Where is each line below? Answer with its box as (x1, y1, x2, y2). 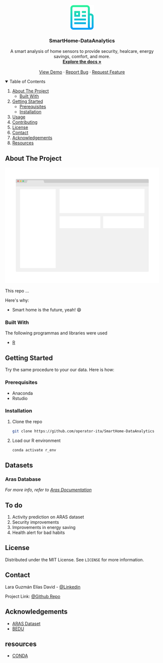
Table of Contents (9, 79, 45, 85)
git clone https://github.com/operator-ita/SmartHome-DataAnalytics (12, 428, 155, 434)
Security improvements (12, 519, 60, 525)
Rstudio (12, 395, 28, 401)
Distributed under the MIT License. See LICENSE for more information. (5, 556, 144, 562)
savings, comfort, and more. (53, 54, 111, 60)
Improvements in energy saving (12, 525, 76, 530)
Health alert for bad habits (12, 530, 65, 535)
